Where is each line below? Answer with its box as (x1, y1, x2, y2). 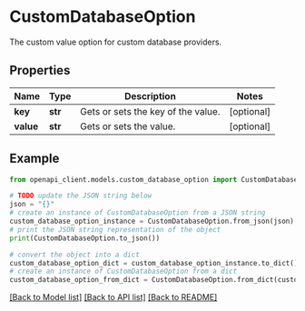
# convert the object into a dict (9, 250, 141, 259)
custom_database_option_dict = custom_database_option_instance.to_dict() (9, 258, 299, 267)
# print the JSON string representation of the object (9, 225, 221, 234)
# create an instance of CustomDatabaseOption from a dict (9, 266, 238, 276)
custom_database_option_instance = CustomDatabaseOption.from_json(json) (9, 216, 295, 226)
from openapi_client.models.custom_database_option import (9, 175, 238, 184)
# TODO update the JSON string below (9, 191, 152, 201)
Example (9, 151, 60, 166)
